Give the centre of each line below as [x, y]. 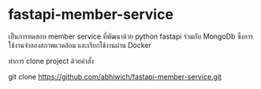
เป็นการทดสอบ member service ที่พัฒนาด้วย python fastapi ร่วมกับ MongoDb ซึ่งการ [131, 36]
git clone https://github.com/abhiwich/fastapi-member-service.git [115, 76]
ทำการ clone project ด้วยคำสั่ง [51, 61]
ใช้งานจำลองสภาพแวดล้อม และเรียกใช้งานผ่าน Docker [80, 45]
